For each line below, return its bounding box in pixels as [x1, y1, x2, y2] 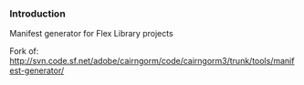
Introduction [9, 7, 66, 20]
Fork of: [9, 46, 39, 57]
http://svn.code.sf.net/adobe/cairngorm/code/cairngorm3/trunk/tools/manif [9, 56, 295, 67]
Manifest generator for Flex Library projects [9, 28, 173, 39]
